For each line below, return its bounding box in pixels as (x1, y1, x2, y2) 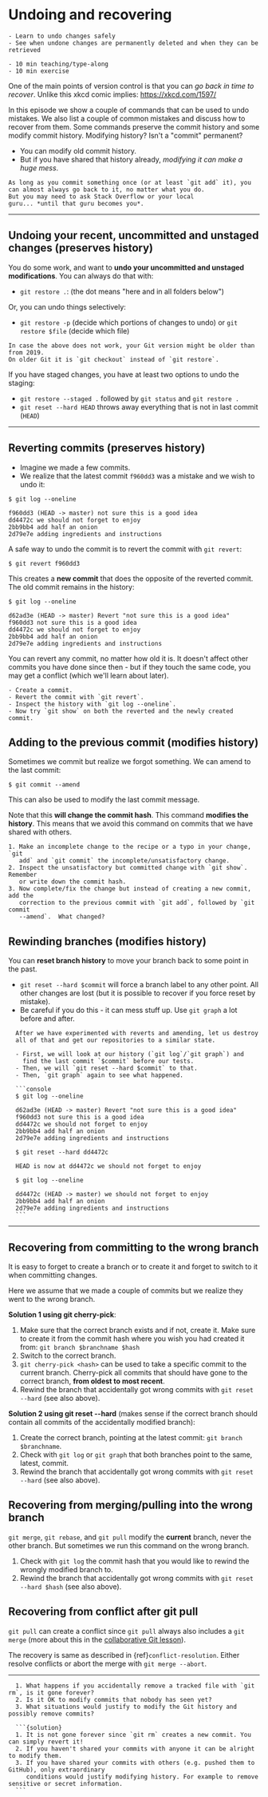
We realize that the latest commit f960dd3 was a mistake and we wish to (19, 470, 255, 481)
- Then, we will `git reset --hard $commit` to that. (15, 1064, 198, 1073)
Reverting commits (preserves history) (8, 442, 206, 455)
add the (8, 892, 34, 900)
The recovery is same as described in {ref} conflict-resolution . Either (8, 1650, 240, 1659)
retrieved (8, 46, 41, 54)
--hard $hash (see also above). (19, 1582, 122, 1591)
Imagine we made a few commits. (19, 462, 131, 472)
